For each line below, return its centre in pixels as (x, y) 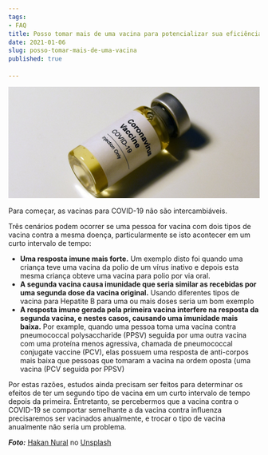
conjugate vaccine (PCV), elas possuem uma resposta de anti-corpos (134, 352)
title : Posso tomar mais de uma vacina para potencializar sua (116, 34)
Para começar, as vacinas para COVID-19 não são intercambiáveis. (118, 211)
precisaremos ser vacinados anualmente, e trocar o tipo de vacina (117, 418)
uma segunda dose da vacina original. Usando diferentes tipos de (130, 292)
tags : (17, 17)
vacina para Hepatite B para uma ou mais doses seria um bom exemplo (137, 301)
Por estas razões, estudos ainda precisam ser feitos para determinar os (126, 384)
